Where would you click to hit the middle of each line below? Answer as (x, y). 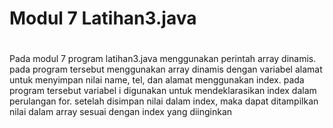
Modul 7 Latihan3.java (103, 18)
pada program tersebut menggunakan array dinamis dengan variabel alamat (166, 69)
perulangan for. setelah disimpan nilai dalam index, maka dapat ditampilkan (164, 101)
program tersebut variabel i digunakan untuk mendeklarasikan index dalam (163, 91)
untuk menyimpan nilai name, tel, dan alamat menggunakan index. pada (157, 80)
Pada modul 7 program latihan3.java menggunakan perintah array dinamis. (163, 59)
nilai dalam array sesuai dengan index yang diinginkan (121, 112)
